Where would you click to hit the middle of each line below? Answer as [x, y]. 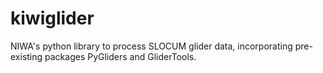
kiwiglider [52, 18]
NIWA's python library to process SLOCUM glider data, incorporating [151, 46]
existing [26, 56]
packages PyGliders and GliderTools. [120, 56]
